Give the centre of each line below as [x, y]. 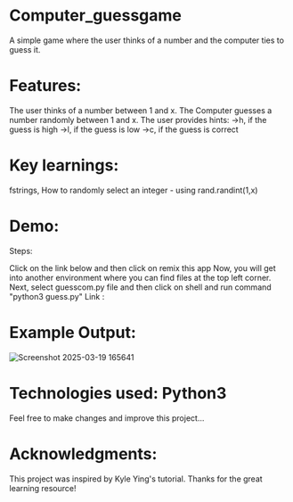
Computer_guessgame [96, 16]
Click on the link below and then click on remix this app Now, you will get [142, 267]
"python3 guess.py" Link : [57, 296]
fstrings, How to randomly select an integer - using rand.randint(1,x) [134, 190]
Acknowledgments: [83, 453]
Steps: [21, 251]
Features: [45, 86]
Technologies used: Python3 [118, 393]
